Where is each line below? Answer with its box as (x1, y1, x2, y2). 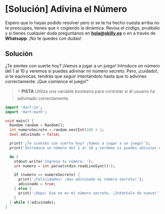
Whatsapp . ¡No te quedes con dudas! (5, 35, 82, 41)
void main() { (5, 118, 34, 123)
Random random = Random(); (9, 123, 65, 128)
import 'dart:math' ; (5, 109, 48, 114)
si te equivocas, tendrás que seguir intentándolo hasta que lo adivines (5, 73, 147, 79)
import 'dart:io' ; (5, 105, 43, 110)
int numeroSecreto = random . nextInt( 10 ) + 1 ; (9, 127, 105, 132)
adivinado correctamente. (17, 95, 70, 101)
